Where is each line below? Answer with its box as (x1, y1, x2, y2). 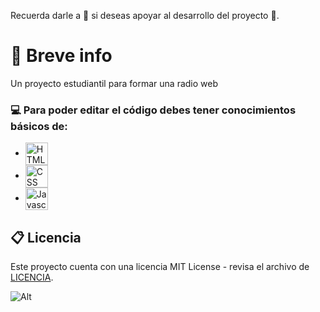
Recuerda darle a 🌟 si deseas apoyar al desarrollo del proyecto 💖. (10, 10, 280, 21)
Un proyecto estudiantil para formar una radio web (10, 77, 219, 89)
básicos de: (10, 119, 68, 133)
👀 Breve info (10, 45, 113, 67)
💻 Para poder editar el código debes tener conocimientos (10, 103, 297, 117)
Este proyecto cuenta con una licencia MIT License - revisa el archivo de (10, 261, 310, 273)
